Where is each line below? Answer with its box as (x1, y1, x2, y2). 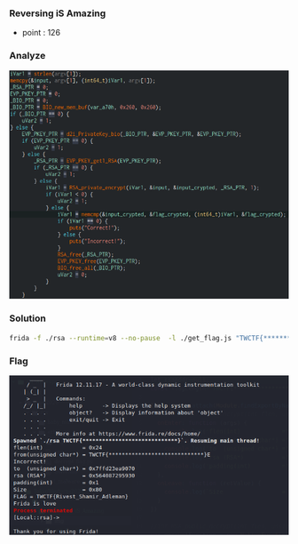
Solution (9, 312, 47, 324)
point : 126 (21, 28, 60, 38)
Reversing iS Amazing (9, 7, 106, 20)
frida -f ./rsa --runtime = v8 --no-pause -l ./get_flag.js (9, 333, 232, 342)
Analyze (9, 50, 46, 62)
